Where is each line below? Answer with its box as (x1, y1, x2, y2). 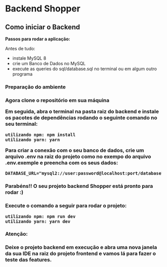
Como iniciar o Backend (5, 23, 81, 31)
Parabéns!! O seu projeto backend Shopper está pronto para (5, 182, 153, 189)
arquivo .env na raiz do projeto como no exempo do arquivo (5, 153, 152, 160)
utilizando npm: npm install (5, 132, 76, 137)
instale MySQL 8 (12, 55, 46, 61)
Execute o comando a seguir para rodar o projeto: (5, 202, 127, 209)
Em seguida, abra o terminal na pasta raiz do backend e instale (5, 108, 159, 115)
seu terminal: (5, 120, 38, 127)
